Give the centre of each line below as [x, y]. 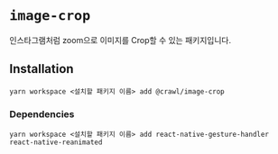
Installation [42, 69]
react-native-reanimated [56, 142]
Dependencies [42, 113]
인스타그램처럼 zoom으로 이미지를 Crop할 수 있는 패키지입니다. [120, 40]
